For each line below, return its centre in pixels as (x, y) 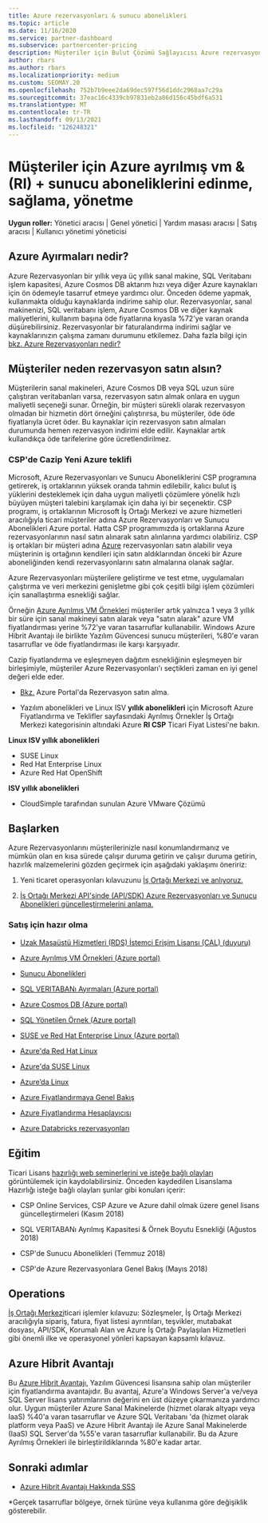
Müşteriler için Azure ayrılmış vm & (126, 167)
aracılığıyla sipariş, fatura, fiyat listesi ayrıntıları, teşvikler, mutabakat (120, 1322)
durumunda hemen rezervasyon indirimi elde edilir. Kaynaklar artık (117, 431)
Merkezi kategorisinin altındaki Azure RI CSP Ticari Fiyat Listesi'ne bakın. (140, 724)
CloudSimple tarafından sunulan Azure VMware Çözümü (112, 803)
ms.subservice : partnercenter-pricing (73, 46)
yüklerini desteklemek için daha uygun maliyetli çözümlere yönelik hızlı (124, 494)
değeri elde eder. (36, 676)
